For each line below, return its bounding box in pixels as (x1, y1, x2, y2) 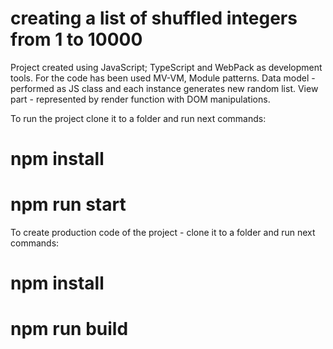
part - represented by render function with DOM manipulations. (10, 93, 271, 105)
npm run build (10, 318, 129, 341)
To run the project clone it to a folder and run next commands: (10, 112, 267, 124)
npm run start (10, 193, 127, 216)
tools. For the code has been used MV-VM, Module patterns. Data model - (10, 72, 316, 84)
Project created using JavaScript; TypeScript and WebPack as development (10, 61, 323, 73)
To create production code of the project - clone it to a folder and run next (10, 227, 316, 239)
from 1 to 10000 (10, 28, 143, 51)
